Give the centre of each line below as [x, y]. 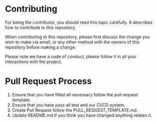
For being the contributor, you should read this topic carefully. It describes [79, 22]
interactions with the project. [34, 61]
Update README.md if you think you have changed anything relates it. [82, 115]
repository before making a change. [41, 47]
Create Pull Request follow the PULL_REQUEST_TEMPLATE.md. [75, 110]
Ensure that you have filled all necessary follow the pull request [75, 94]
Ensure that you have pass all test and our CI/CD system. [69, 105]
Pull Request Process [48, 81]
